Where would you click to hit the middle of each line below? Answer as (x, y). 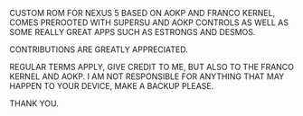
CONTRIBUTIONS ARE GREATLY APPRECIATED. (99, 49)
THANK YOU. (34, 103)
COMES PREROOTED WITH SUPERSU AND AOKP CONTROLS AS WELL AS (149, 22)
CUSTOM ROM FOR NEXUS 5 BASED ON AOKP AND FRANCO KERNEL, (142, 13)
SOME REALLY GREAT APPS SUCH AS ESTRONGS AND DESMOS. (133, 32)
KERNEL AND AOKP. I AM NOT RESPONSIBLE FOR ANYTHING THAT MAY (147, 76)
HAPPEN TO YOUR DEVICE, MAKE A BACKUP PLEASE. (112, 86)
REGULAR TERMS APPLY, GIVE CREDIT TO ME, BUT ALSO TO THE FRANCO (152, 67)
